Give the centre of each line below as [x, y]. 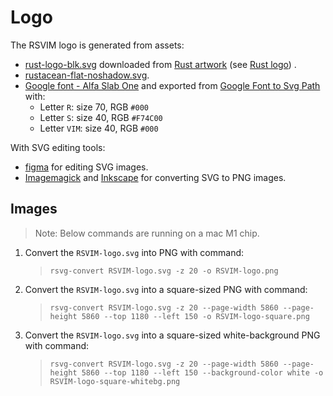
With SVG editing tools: [58, 147]
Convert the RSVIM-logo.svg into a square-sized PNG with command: [166, 289]
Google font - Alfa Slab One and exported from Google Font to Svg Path [172, 85]
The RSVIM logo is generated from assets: [97, 45]
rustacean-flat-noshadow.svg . [87, 75]
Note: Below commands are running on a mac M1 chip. [147, 233]
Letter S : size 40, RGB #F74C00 [101, 117]
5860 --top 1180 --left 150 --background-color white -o [202, 372]
